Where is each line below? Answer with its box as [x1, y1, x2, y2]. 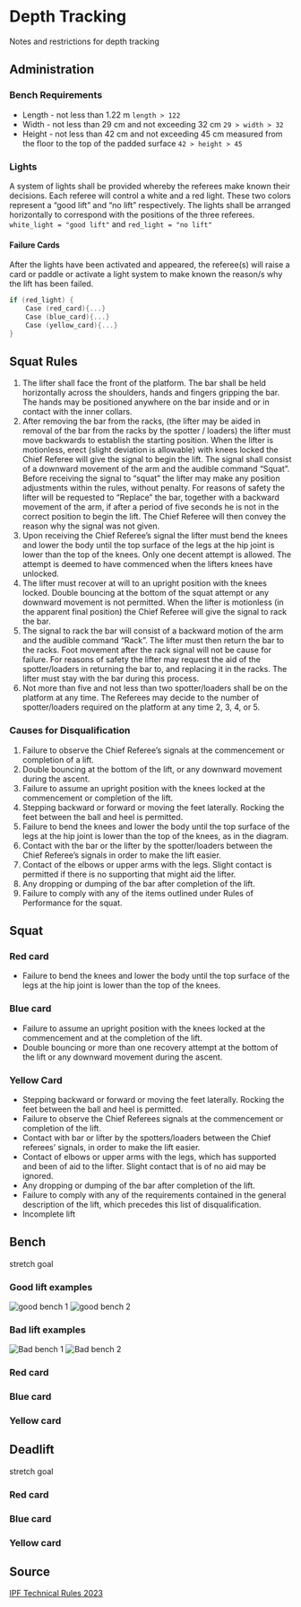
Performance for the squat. [21, 897, 123, 908]
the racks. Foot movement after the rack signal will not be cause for [21, 644, 271, 656]
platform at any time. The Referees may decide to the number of [21, 693, 260, 703]
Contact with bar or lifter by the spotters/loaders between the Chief [21, 1132, 271, 1143]
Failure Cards [9, 240, 60, 250]
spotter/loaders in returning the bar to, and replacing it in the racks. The [21, 664, 288, 675]
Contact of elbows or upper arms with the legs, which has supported [21, 1151, 277, 1162]
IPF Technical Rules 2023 [9, 1588, 103, 1599]
